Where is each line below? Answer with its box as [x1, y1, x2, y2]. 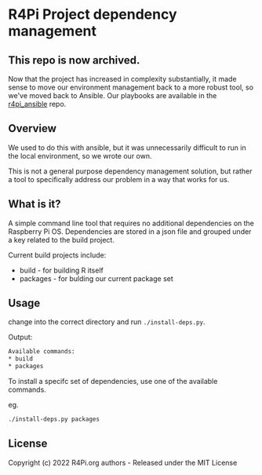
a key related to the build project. [8, 235, 115, 244]
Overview [8, 122, 57, 135]
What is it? [8, 198, 61, 211]
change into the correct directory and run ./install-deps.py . [8, 317, 206, 327]
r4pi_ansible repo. [8, 100, 67, 108]
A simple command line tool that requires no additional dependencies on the [8, 218, 255, 228]
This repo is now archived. [8, 53, 140, 67]
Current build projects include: [8, 250, 107, 260]
